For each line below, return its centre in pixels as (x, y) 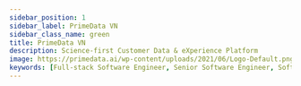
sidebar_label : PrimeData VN (64, 26)
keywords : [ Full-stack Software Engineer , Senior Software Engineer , (142, 68)
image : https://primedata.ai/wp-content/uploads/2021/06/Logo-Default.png (152, 59)
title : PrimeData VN (48, 43)
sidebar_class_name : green (60, 34)
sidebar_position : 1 (48, 17)
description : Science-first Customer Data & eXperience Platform (133, 51)
